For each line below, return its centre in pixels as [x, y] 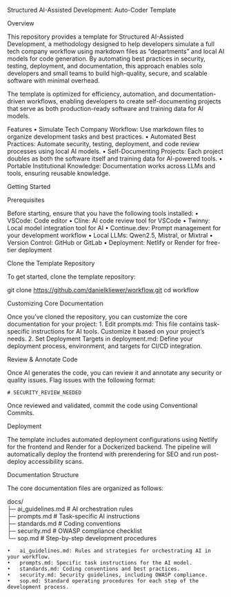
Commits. [21, 413]
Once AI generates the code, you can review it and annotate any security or [114, 373]
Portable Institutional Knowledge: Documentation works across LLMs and [111, 166]
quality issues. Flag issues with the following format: [81, 380]
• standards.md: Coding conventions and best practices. [94, 569]
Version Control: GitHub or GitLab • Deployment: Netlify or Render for [106, 243]
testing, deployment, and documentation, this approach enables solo [104, 66]
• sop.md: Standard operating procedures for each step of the [103, 581]
